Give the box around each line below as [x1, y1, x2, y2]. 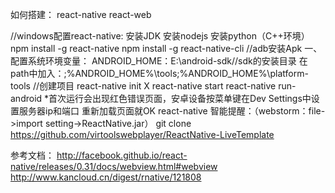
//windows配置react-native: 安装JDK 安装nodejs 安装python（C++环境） [10, 30, 310, 42]
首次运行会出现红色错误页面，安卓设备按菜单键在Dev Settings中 [48, 93, 312, 104]
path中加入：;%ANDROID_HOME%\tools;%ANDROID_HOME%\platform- [10, 68, 309, 79]
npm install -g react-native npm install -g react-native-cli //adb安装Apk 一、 [10, 43, 323, 54]
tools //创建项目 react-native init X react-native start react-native [10, 80, 277, 92]
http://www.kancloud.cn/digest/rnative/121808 [10, 171, 202, 183]
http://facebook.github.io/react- [56, 149, 188, 161]
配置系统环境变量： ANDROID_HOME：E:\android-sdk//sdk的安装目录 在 [10, 55, 308, 67]
